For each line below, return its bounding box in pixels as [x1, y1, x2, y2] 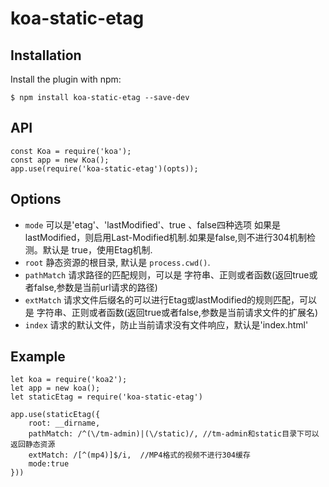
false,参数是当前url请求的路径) [33, 281, 158, 293]
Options [10, 191, 62, 208]
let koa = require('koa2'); [10, 375, 128, 385]
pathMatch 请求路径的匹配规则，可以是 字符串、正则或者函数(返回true [24, 268, 310, 281]
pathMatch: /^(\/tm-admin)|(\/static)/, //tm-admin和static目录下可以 [28, 429, 320, 439]
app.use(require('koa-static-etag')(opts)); [10, 163, 199, 174]
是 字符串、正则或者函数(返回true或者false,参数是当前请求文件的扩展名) [24, 306, 319, 318]
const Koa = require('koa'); [10, 146, 132, 156]
